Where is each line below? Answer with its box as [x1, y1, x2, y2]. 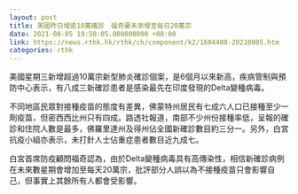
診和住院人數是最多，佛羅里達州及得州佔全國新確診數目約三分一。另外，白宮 [9, 123, 289, 134]
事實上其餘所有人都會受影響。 [32, 175, 142, 186]
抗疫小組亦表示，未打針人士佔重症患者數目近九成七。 [9, 135, 204, 145]
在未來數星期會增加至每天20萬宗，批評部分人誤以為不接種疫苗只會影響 [9, 165, 268, 175]
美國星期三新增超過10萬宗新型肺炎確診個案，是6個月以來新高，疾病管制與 [9, 72, 279, 82]
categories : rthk [9, 46, 74, 55]
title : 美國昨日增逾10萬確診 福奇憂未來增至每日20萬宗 [9, 21, 192, 30]
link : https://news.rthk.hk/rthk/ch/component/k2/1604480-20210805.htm [9, 37, 279, 47]
